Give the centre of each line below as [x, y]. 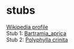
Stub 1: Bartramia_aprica [36, 33]
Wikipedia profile [27, 27]
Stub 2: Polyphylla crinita [37, 39]
